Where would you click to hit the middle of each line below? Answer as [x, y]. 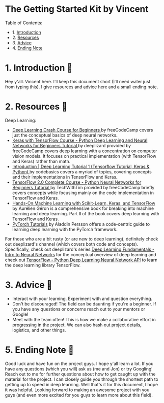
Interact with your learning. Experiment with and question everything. [82, 299]
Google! [20, 314]
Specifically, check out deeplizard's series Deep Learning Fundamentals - [80, 249]
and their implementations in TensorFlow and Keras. [65, 177]
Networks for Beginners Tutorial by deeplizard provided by [71, 145]
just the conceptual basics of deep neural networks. [65, 135]
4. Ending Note [27, 48]
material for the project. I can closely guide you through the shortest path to [82, 379]
